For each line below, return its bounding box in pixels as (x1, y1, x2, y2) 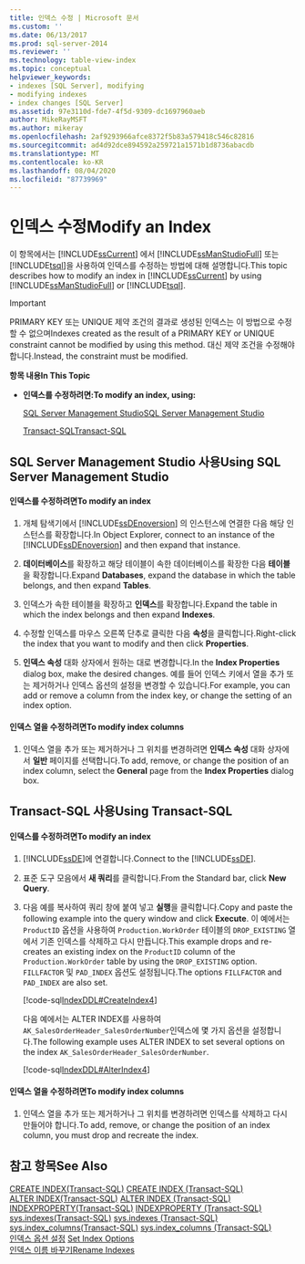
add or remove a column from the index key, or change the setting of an (22, 690, 293, 701)
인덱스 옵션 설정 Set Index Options (9, 1233, 135, 1244)
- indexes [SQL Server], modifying (9, 81, 145, 90)
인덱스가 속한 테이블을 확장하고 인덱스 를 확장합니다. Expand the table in (22, 599, 278, 610)
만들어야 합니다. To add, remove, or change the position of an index (22, 1119, 270, 1130)
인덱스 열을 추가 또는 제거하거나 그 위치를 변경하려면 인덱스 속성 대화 (22, 743, 266, 754)
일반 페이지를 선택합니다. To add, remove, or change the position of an (32, 755, 290, 766)
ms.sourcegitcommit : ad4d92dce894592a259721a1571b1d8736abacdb (9, 141, 255, 150)
